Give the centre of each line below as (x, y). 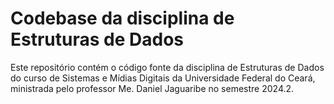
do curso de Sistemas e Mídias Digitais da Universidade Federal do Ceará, (163, 78)
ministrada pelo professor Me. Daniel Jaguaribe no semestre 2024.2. (152, 88)
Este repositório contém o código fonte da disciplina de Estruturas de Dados (167, 67)
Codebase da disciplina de (122, 18)
